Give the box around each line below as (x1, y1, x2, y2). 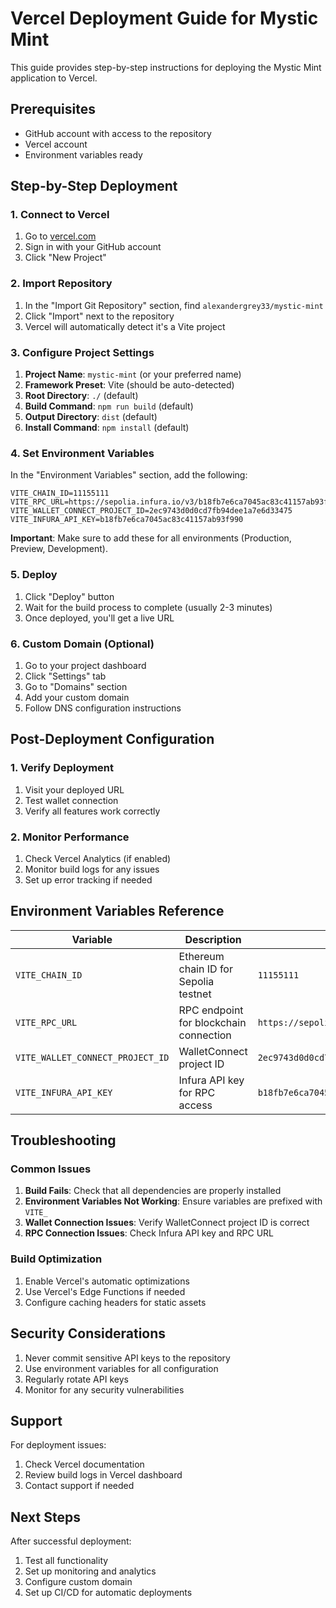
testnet (178, 987, 212, 1001)
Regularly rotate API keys (24, 1373, 129, 1385)
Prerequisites (10, 101, 96, 118)
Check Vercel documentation (24, 1458, 145, 1471)
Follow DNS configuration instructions (24, 702, 182, 714)
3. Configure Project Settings (10, 345, 155, 359)
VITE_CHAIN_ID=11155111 (10, 488, 110, 499)
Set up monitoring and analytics (24, 1565, 157, 1577)
